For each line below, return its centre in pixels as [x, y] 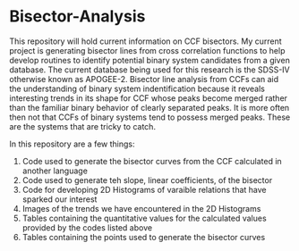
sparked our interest [60, 199]
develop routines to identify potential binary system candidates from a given [150, 60]
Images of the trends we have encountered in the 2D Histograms [141, 208]
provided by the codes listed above [87, 227]
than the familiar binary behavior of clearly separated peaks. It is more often [149, 107]
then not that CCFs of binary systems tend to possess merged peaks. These [150, 117]
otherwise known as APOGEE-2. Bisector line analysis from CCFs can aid [144, 79]
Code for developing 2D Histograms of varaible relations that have [144, 189]
